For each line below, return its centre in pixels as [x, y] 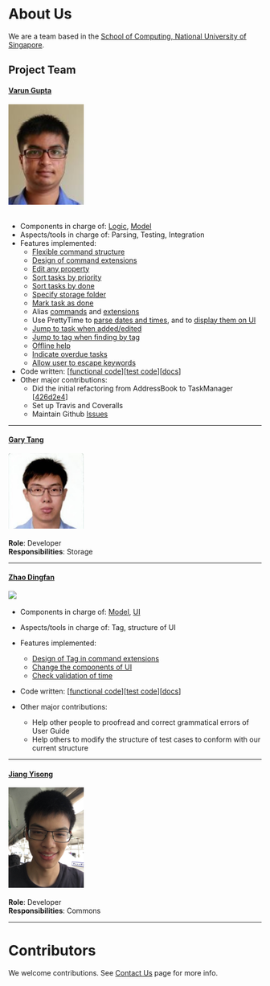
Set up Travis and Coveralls [77, 405]
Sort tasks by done [63, 285]
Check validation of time [72, 675]
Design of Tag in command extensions [95, 658]
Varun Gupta [30, 90]
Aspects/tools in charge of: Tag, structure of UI [98, 627]
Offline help [51, 346]
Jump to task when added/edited [87, 328]
